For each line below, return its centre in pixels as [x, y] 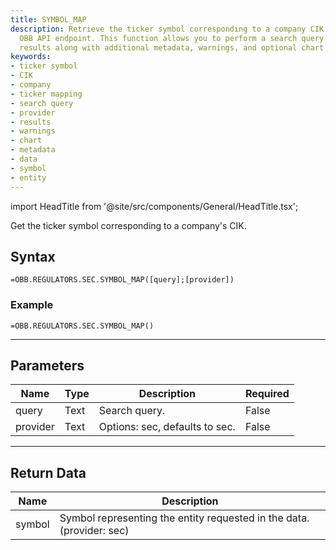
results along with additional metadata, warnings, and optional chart [172, 47]
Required [267, 394]
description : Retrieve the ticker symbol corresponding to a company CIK [167, 29]
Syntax [33, 256]
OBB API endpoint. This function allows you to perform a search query [172, 38]
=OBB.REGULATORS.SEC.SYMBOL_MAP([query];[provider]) [122, 280]
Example [32, 305]
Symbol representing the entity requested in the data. [184, 518]
